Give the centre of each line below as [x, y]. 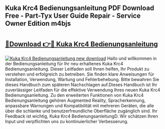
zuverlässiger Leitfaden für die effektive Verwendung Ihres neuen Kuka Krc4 [83, 90]
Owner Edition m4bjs [38, 23]
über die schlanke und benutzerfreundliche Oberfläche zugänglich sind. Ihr [81, 111]
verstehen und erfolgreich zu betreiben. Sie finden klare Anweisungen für [80, 74]
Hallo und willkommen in [132, 58]
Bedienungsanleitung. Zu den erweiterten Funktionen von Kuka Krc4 [74, 95]
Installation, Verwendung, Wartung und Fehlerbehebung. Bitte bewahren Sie [82, 79]
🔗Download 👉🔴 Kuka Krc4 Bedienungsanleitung [82, 44]
